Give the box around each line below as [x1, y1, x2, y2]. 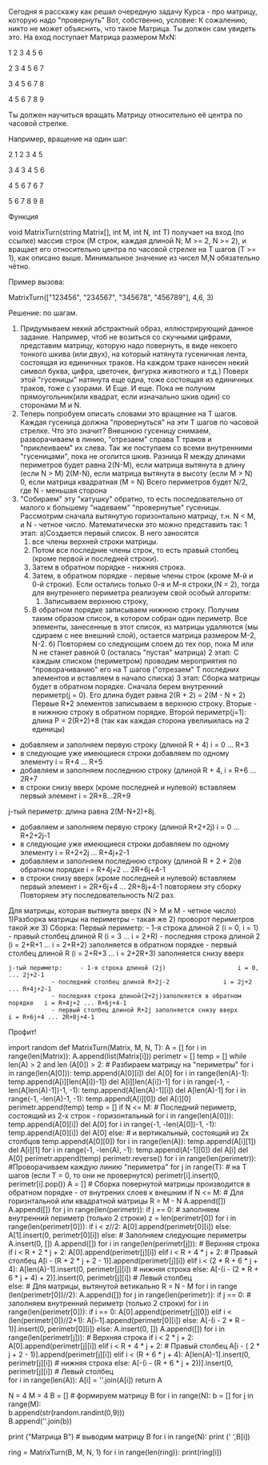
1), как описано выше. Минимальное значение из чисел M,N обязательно [8, 253, 260, 262]
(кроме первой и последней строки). [31, 554, 159, 563]
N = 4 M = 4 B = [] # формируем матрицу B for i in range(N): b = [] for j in [8, 1391, 254, 1400]
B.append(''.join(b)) [8, 1416, 72, 1426]
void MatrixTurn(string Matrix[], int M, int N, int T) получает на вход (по [8, 228, 245, 237]
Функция [8, 212, 38, 221]
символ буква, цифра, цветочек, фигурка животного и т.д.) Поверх [19, 367, 250, 375]
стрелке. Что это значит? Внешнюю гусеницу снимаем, [19, 426, 211, 436]
